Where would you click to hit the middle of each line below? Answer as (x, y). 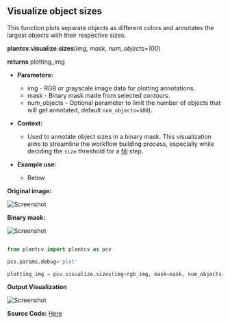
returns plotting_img (36, 62)
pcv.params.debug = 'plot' (42, 262)
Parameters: (35, 75)
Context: (30, 123)
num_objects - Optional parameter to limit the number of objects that (124, 103)
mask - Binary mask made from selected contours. (99, 95)
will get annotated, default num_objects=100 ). (90, 110)
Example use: (37, 164)
